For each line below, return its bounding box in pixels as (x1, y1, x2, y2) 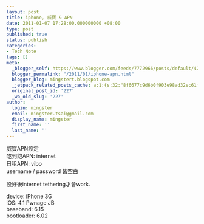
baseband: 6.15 (6, 206, 44, 212)
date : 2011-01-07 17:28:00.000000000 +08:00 (6, 20, 121, 26)
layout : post (6, 8, 39, 15)
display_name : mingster (12, 116, 72, 122)
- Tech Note (6, 49, 36, 55)
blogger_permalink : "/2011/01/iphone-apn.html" (12, 71, 135, 77)
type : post (6, 25, 34, 32)
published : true (6, 32, 47, 38)
